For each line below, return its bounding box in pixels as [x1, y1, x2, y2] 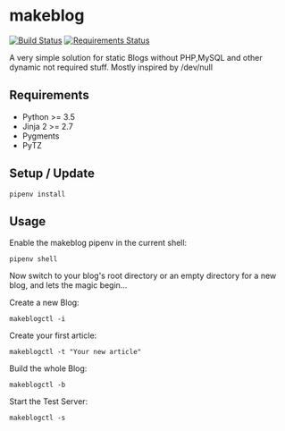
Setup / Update [9, 166, 96, 182]
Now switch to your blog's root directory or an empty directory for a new [9, 270, 277, 282]
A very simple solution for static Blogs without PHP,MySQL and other [9, 52, 263, 63]
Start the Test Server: [9, 396, 88, 407]
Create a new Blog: [9, 297, 80, 308]
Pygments [21, 131, 60, 141]
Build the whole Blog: [9, 363, 88, 374]
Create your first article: [9, 330, 97, 341]
